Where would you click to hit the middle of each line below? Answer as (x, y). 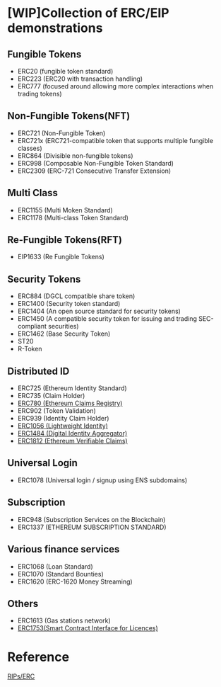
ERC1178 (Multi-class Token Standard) (73, 217)
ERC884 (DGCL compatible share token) (76, 296)
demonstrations (55, 28)
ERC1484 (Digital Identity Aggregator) (72, 433)
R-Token (30, 349)
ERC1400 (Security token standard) (69, 304)
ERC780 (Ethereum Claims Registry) (70, 403)
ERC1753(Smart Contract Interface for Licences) (88, 628)
